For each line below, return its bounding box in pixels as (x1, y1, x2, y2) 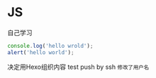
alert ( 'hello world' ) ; (7, 48, 74, 56)
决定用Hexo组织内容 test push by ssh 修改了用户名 (7, 63, 150, 71)
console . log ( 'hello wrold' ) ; (7, 42, 94, 49)
